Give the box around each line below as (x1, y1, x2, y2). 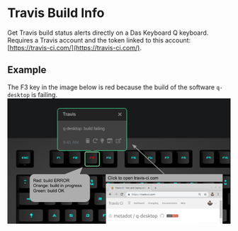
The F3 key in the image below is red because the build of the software (7, 83, 215, 91)
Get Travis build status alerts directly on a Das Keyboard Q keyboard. (7, 28, 209, 37)
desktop (7, 91, 30, 98)
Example (7, 64, 47, 76)
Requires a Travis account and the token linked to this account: (7, 35, 191, 44)
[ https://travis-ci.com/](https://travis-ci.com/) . (7, 43, 142, 52)
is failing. (31, 90, 58, 98)
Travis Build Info (7, 5, 105, 21)
